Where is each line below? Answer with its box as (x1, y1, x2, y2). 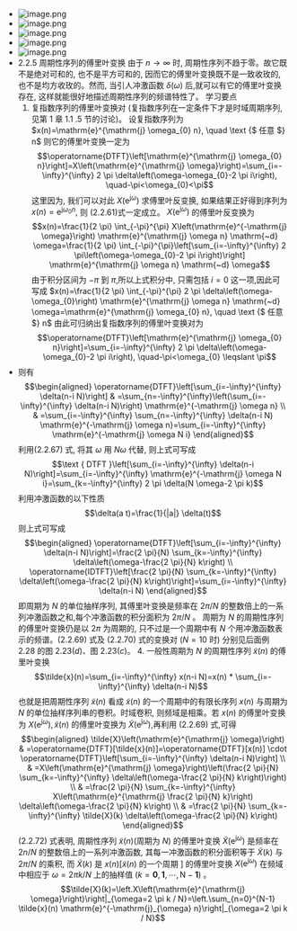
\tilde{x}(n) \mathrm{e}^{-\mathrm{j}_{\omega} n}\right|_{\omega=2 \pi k (17, 903, 288, 914)
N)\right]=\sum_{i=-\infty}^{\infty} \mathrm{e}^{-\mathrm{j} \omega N (23, 469, 283, 479)
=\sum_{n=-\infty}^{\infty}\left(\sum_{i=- (117, 391, 266, 402)
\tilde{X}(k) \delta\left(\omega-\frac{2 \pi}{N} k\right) (82, 810, 278, 820)
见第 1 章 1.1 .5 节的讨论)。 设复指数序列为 (31, 113, 184, 124)
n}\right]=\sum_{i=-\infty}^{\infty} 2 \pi (52, 342, 195, 353)
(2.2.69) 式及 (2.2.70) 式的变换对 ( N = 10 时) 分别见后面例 (57, 634, 270, 645)
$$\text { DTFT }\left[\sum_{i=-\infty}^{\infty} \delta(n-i (51, 459, 254, 470)
